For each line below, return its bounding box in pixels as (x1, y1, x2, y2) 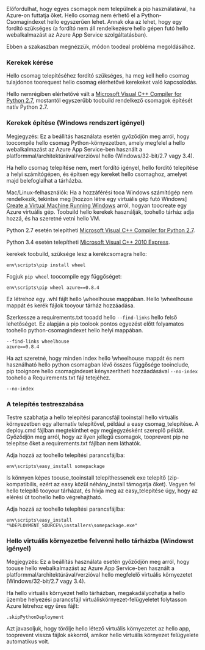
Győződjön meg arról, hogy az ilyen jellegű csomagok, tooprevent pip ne (6, 433, 189, 440)
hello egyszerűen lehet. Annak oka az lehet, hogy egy (46, 18, 182, 25)
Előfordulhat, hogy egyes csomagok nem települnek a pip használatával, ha (6, 5, 196, 12)
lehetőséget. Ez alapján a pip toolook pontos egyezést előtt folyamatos (6, 320, 184, 327)
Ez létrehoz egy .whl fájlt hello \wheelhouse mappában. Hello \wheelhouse (6, 295, 193, 302)
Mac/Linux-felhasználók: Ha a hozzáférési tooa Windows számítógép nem (6, 189, 193, 196)
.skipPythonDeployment (6, 614, 64, 621)
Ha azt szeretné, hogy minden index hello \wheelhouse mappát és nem (6, 354, 185, 362)
